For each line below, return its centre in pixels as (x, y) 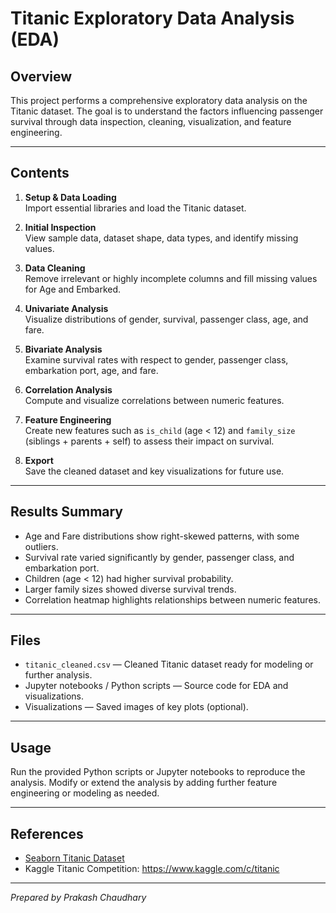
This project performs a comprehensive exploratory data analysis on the (159, 100)
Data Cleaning (55, 268)
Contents (40, 173)
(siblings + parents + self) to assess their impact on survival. (149, 441)
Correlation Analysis (68, 389)
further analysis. (58, 675)
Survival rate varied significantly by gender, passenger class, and (159, 557)
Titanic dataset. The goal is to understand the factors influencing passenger (167, 111)
